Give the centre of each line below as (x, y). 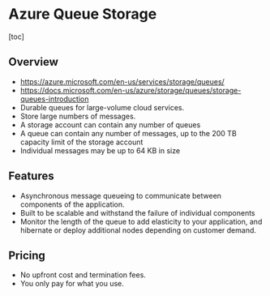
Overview (34, 62)
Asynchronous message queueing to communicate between (120, 195)
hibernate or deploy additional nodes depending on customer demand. (138, 230)
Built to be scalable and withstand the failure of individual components (137, 212)
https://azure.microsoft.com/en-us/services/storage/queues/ (122, 81)
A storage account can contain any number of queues (110, 124)
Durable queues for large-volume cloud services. (102, 107)
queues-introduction (54, 99)
